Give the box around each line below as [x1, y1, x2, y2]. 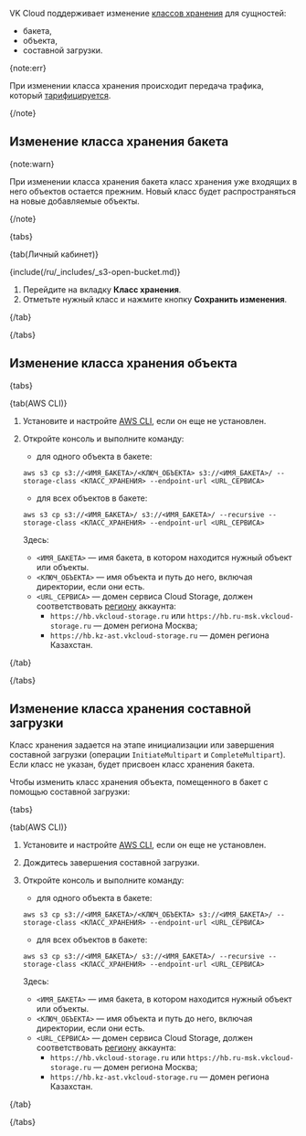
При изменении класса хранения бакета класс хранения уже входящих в [9, 175, 298, 186]
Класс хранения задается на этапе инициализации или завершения [9, 739, 275, 750]
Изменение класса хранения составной [9, 701, 251, 717]
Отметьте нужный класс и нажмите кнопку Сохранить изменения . [22, 293, 288, 304]
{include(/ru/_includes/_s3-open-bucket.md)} [9, 266, 181, 277]
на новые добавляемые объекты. [9, 196, 140, 207]
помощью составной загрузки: [9, 786, 131, 798]
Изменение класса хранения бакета [9, 134, 229, 150]
